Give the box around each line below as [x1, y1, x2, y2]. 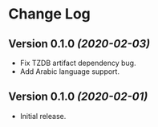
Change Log [8, 5, 91, 23]
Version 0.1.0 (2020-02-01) [8, 90, 148, 104]
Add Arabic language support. [19, 67, 120, 76]
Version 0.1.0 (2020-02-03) [8, 37, 151, 51]
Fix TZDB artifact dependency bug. [19, 58, 136, 68]
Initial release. [19, 111, 67, 121]
